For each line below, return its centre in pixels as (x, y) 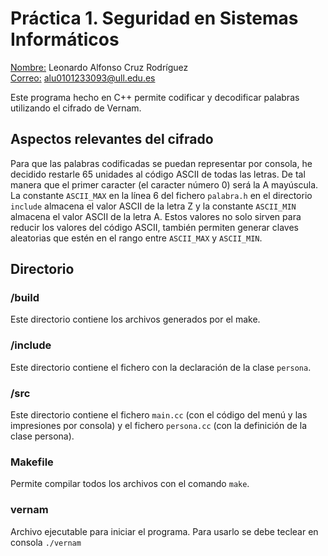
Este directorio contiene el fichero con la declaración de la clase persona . (161, 367)
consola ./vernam (46, 542)
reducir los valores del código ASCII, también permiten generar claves (154, 227)
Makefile (32, 462)
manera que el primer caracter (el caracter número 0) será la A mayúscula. (164, 184)
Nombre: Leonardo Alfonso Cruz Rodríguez (99, 67)
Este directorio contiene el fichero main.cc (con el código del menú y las (159, 415)
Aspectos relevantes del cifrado (112, 139)
